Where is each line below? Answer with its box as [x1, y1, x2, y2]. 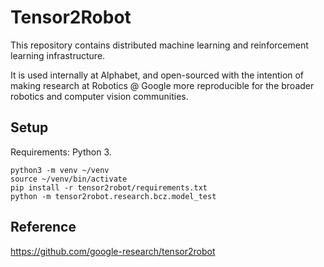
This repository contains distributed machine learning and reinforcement [10, 39, 309, 51]
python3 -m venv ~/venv [10, 165, 110, 175]
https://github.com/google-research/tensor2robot [10, 245, 216, 257]
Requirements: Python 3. [10, 146, 112, 158]
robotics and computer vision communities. [10, 90, 189, 102]
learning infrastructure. [10, 49, 106, 61]
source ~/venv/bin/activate [10, 174, 128, 184]
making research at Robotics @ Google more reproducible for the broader [10, 79, 315, 91]
